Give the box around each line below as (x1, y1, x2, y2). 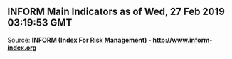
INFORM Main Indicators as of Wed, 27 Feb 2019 (7, 6, 226, 18)
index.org (7, 43, 37, 52)
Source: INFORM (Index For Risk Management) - (7, 36, 152, 44)
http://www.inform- (152, 36, 213, 44)
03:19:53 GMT (7, 17, 73, 29)
